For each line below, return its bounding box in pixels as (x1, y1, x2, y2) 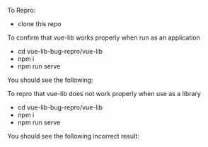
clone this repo (17, 20, 62, 28)
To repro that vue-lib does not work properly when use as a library (7, 90, 202, 98)
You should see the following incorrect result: (7, 132, 139, 140)
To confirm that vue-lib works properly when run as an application (7, 33, 200, 42)
